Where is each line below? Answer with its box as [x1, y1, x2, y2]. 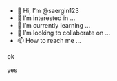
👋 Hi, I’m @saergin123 [17, 7, 79, 15]
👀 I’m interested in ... [17, 14, 76, 22]
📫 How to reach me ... [17, 37, 81, 44]
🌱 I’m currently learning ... [17, 21, 91, 29]
